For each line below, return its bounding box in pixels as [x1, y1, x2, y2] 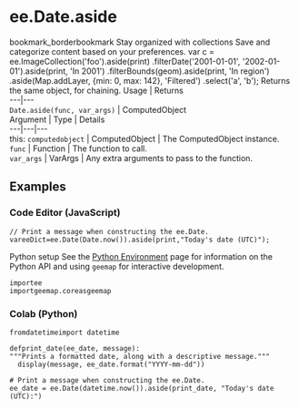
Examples [9, 179, 66, 195]
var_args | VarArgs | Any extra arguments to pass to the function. [9, 152, 253, 163]
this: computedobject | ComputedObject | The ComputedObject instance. [9, 133, 280, 144]
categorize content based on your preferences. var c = [9, 46, 215, 56]
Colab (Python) [9, 307, 78, 320]
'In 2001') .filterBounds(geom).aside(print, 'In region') [69, 66, 270, 77]
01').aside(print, [9, 66, 68, 77]
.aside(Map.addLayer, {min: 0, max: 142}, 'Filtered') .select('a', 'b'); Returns [9, 75, 291, 86]
